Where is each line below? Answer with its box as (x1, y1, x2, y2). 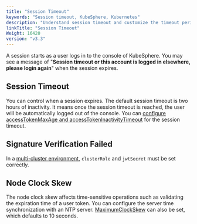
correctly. (6, 161, 29, 168)
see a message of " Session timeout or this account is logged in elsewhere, (6, 58, 191, 65)
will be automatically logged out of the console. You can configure (6, 109, 166, 116)
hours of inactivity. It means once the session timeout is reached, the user (6, 103, 185, 111)
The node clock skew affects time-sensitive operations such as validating (6, 193, 184, 200)
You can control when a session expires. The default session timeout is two (6, 97, 188, 104)
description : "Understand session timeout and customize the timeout (6, 19, 180, 25)
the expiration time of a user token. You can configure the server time (6, 200, 174, 207)
